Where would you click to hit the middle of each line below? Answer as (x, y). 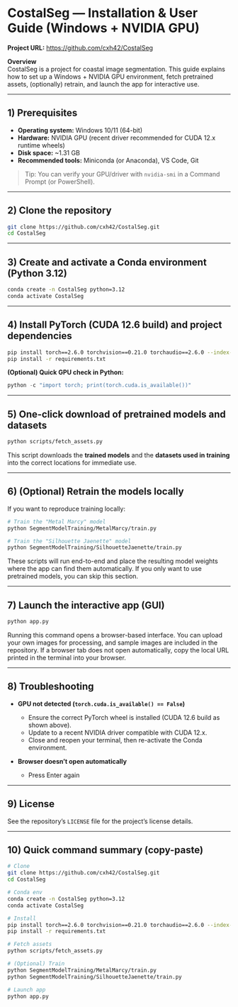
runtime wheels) (41, 145)
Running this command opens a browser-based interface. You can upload (115, 635)
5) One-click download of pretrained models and (117, 414)
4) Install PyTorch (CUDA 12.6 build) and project (115, 325)
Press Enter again (54, 775)
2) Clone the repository (59, 211)
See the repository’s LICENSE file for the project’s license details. (100, 821)
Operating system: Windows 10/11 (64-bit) (80, 130)
